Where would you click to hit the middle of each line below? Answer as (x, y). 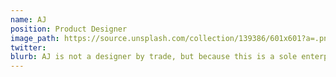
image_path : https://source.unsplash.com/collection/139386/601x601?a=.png (171, 38)
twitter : (28, 47)
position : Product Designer (69, 29)
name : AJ (28, 19)
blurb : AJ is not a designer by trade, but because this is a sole (154, 57)
